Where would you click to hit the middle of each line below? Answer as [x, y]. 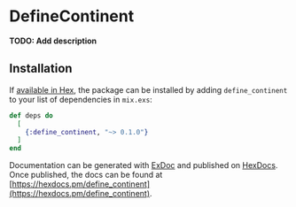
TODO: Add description [53, 41]
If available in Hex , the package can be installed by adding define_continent [148, 89]
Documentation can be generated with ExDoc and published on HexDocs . [144, 165]
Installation [41, 69]
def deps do [31, 115]
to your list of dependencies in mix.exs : [81, 99]
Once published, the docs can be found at [86, 175]
